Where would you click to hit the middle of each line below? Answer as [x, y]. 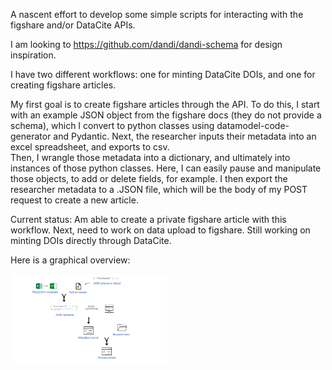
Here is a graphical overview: [70, 260]
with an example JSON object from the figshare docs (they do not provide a [166, 115]
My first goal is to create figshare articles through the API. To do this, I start [165, 104]
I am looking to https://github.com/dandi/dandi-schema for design [146, 44]
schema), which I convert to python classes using [112, 125]
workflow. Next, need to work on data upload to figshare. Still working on [160, 230]
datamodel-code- [253, 125]
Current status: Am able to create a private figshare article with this [148, 219]
